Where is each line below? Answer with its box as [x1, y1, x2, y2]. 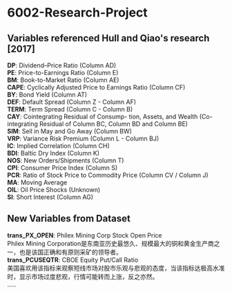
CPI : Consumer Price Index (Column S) [7, 164, 118, 171]
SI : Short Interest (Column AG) [7, 193, 94, 201]
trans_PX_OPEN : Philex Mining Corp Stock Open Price [7, 231, 162, 239]
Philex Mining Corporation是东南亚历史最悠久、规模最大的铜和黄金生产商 [7, 239, 214, 247]
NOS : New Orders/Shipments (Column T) [7, 156, 124, 165]
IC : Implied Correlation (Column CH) [7, 142, 110, 149]
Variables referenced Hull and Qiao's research [7, 32, 210, 44]
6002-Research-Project [7, 5, 148, 21]
